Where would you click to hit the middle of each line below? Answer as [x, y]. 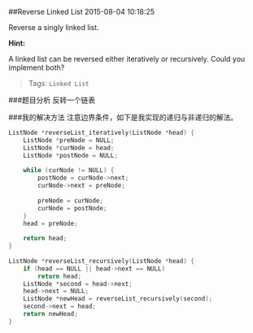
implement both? [37, 67]
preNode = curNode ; [71, 201]
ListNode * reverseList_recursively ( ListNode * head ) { [102, 261]
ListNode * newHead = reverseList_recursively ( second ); [118, 299]
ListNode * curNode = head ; [69, 148]
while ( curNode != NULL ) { [69, 171]
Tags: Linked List [59, 83]
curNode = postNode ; [72, 208]
